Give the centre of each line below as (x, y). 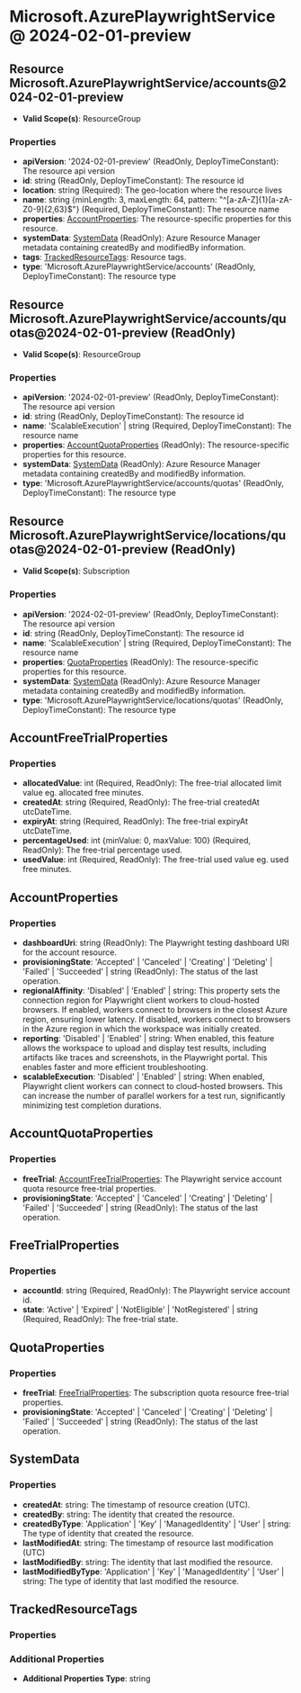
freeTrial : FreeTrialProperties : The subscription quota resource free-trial (155, 1392)
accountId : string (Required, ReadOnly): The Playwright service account (156, 1291)
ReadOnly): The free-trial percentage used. (102, 850)
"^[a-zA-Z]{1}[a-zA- (256, 200)
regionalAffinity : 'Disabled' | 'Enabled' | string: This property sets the (151, 990)
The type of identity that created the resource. (108, 1533)
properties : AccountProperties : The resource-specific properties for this (157, 219)
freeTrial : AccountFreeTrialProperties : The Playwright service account (152, 1179)
